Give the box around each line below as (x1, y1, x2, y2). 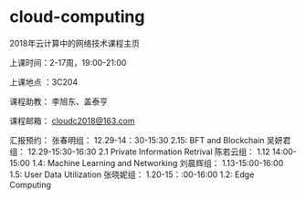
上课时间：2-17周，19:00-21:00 (9, 57, 127, 68)
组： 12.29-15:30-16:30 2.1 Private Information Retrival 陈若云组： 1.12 (9, 146, 270, 157)
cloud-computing (9, 6, 145, 27)
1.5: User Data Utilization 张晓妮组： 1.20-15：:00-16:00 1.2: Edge (9, 169, 255, 180)
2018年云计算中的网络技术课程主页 (9, 37, 140, 48)
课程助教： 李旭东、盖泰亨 (9, 96, 108, 107)
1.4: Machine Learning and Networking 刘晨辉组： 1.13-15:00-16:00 (31, 157, 284, 168)
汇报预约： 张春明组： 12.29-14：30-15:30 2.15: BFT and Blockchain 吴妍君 (9, 134, 291, 145)
